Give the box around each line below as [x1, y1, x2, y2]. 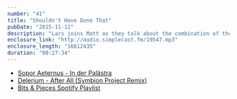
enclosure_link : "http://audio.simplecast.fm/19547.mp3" [7, 37, 178, 44]
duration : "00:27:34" [7, 50, 71, 57]
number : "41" [7, 10, 46, 18]
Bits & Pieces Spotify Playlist [17, 84, 101, 92]
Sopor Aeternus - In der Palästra [17, 68, 112, 77]
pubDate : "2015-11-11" [7, 23, 74, 30]
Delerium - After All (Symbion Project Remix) [17, 76, 147, 84]
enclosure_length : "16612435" [7, 43, 97, 50]
